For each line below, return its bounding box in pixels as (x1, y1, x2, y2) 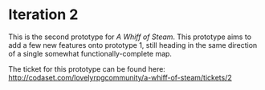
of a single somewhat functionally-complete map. (8, 49, 173, 58)
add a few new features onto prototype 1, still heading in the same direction (8, 40, 258, 49)
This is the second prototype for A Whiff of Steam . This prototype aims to (8, 32, 251, 41)
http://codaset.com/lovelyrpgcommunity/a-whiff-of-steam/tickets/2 (8, 72, 233, 82)
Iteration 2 (8, 6, 79, 24)
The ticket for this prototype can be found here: (8, 64, 166, 73)
